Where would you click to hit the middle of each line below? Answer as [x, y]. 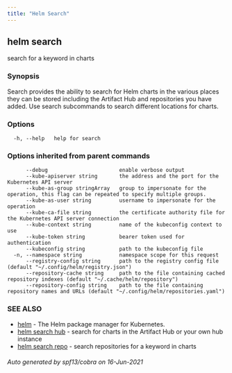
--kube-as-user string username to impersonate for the [121, 201]
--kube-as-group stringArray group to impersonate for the [116, 189]
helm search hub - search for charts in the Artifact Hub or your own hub [120, 331]
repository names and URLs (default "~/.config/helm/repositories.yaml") [116, 292]
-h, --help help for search [57, 139]
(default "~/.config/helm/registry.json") [69, 268]
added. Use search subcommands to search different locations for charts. [113, 106]
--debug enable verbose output [105, 171]
